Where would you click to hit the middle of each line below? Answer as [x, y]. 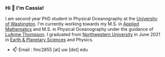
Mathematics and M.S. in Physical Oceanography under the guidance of [79, 29]
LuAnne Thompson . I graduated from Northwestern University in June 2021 [83, 35]
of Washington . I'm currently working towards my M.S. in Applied [72, 24]
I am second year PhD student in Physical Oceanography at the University [81, 19]
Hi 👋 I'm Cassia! [24, 8]
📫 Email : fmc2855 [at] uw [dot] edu [50, 50]
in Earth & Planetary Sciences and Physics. [49, 40]
